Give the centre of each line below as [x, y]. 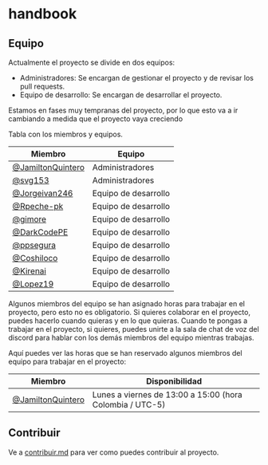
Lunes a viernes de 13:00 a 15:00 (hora [167, 394]
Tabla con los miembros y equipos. [66, 134]
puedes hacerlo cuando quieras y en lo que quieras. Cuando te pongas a [128, 321]
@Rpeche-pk [38, 206]
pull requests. [42, 86]
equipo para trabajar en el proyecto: [67, 361]
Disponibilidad [174, 381]
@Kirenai [29, 271]
